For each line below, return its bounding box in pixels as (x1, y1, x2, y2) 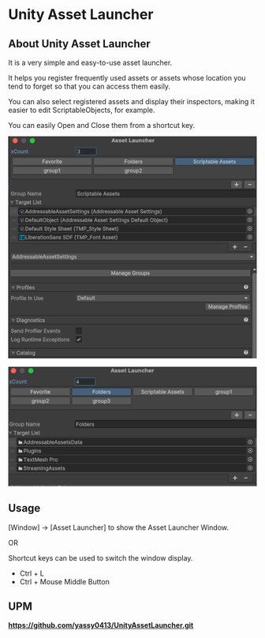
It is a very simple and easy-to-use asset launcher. (8, 58, 173, 67)
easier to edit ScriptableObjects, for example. (8, 105, 155, 114)
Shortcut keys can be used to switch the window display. (8, 553, 193, 562)
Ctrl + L (19, 569, 45, 578)
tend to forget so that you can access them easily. (8, 81, 171, 91)
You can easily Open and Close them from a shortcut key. (8, 121, 196, 129)
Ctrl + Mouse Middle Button (19, 576, 110, 586)
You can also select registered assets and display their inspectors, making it (8, 97, 255, 106)
